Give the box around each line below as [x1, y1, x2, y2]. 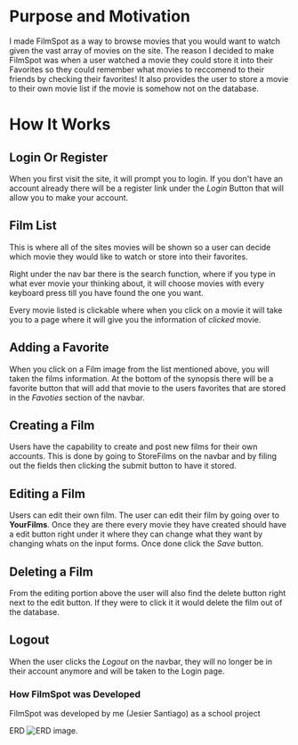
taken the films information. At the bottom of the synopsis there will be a [9, 372, 274, 384]
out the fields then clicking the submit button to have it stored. [9, 461, 238, 471]
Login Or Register [9, 150, 109, 165]
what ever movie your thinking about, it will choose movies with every [9, 278, 265, 289]
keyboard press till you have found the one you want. [9, 287, 205, 298]
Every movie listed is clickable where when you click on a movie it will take [9, 305, 283, 315]
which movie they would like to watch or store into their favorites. [9, 251, 248, 262]
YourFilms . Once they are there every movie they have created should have [9, 520, 287, 530]
